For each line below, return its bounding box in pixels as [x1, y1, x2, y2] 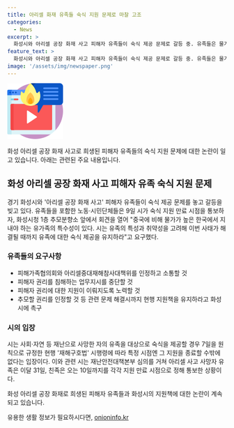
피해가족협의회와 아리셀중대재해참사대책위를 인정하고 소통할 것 [17, 268, 188, 277]
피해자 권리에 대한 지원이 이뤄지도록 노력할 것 [17, 286, 141, 294]
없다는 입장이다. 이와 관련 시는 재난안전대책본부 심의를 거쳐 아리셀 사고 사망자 [7, 358, 217, 366]
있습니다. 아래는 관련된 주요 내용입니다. [14, 155, 120, 164]
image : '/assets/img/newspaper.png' [7, 63, 114, 70]
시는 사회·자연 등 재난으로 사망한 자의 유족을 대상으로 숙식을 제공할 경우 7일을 [7, 340, 217, 349]
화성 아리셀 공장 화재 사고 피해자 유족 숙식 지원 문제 [7, 178, 212, 190]
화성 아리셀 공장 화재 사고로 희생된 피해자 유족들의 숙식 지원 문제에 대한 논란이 [7, 146, 219, 155]
